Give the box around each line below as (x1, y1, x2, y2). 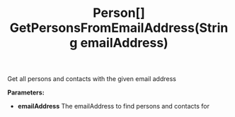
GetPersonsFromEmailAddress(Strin (9, 20, 229, 36)
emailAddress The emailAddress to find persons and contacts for (17, 102, 210, 111)
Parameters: (7, 88, 45, 97)
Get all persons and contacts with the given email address (7, 75, 177, 83)
